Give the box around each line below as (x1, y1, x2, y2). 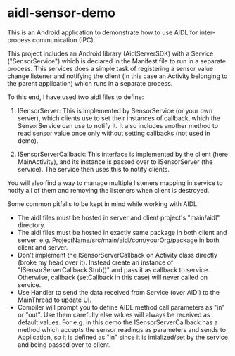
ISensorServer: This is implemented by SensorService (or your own (17, 106, 213, 115)
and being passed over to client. (17, 340, 111, 349)
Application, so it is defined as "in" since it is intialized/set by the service (17, 333, 229, 341)
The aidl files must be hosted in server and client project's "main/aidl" (17, 213, 220, 222)
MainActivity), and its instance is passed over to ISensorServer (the (17, 157, 213, 166)
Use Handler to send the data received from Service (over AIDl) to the (17, 288, 220, 296)
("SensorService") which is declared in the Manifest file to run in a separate (7, 56, 227, 65)
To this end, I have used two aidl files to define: (7, 93, 144, 101)
